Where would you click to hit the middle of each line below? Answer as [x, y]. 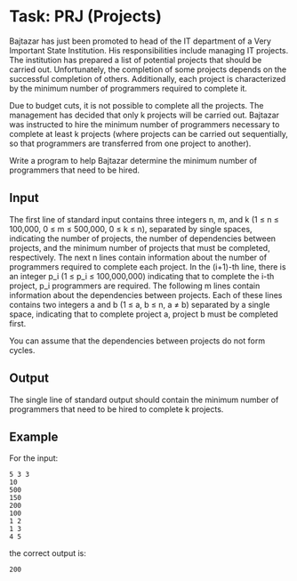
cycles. [22, 350]
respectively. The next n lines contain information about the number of [138, 257]
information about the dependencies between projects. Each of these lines [146, 295]
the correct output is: [48, 553]
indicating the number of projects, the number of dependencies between [143, 238]
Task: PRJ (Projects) [85, 16]
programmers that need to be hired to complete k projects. [116, 409]
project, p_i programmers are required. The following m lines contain [135, 286]
